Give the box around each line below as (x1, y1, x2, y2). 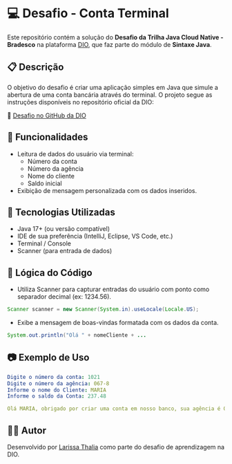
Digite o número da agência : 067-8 (7, 380, 110, 387)
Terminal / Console (17, 239, 71, 248)
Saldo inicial (27, 179, 62, 187)
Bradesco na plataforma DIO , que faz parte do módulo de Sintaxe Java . (7, 40, 212, 48)
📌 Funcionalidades (7, 131, 88, 143)
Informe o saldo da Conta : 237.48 (7, 393, 107, 400)
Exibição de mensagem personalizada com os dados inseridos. (17, 186, 197, 194)
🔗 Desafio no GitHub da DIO (7, 111, 86, 120)
